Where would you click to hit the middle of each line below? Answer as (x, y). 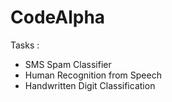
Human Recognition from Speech (93, 75)
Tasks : (25, 45)
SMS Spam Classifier (68, 64)
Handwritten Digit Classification (90, 85)
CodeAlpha (58, 17)
